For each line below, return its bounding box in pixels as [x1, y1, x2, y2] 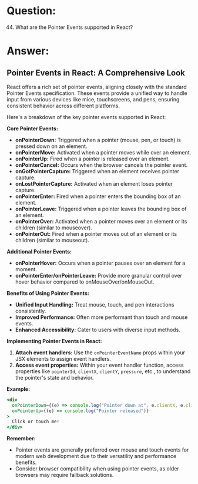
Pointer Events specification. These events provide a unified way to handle [6, 90, 187, 97]
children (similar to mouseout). [15, 236, 90, 243]
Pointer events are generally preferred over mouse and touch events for [15, 446, 189, 453]
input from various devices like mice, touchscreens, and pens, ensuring [6, 96, 180, 103]
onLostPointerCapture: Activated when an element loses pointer [15, 180, 173, 187]
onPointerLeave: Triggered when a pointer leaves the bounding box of [15, 205, 187, 212]
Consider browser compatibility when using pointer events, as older [15, 465, 180, 472]
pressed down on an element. [15, 143, 88, 150]
